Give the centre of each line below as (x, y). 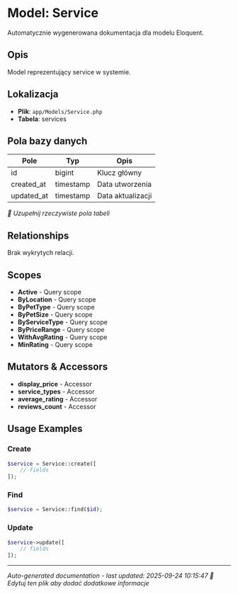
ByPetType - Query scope (56, 307)
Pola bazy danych (47, 141)
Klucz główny (119, 173)
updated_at (29, 196)
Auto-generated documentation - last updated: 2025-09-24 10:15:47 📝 (110, 576)
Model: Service (53, 13)
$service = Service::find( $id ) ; (55, 510)
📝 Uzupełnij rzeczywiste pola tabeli (58, 213)
